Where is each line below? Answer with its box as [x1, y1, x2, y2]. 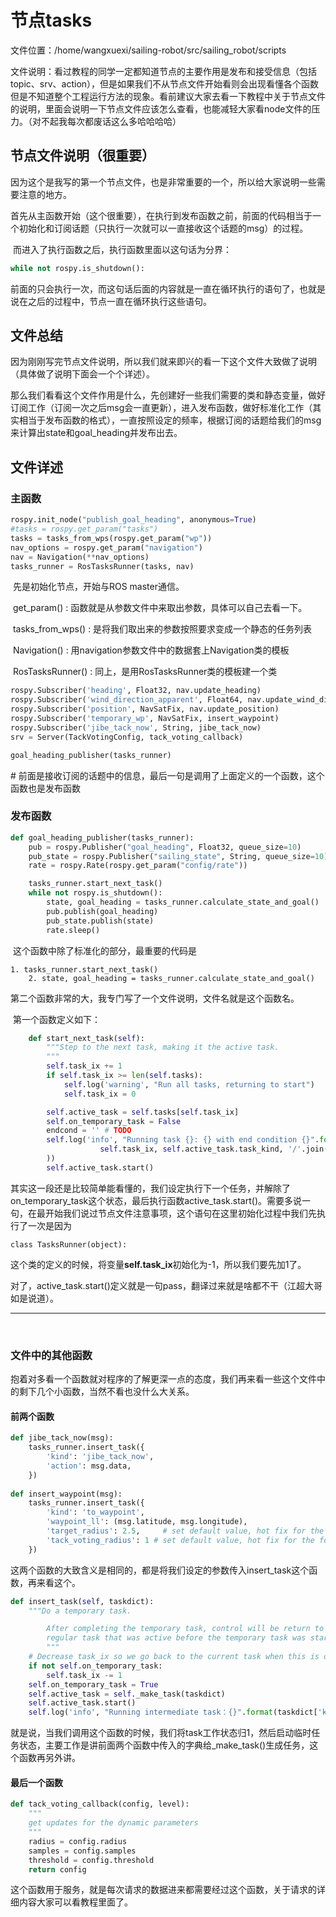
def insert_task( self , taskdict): [10, 1596, 155, 1606]
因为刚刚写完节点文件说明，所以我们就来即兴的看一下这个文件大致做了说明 [10, 356, 317, 368]
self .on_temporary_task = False [46, 1116, 182, 1126]
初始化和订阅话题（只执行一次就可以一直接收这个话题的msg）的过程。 [18, 222, 309, 234]
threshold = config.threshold [28, 1855, 155, 1865]
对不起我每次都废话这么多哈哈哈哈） [31, 115, 182, 127]
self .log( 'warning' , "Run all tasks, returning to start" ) [63, 1079, 315, 1090]
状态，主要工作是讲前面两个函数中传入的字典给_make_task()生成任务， [18, 1739, 310, 1751]
